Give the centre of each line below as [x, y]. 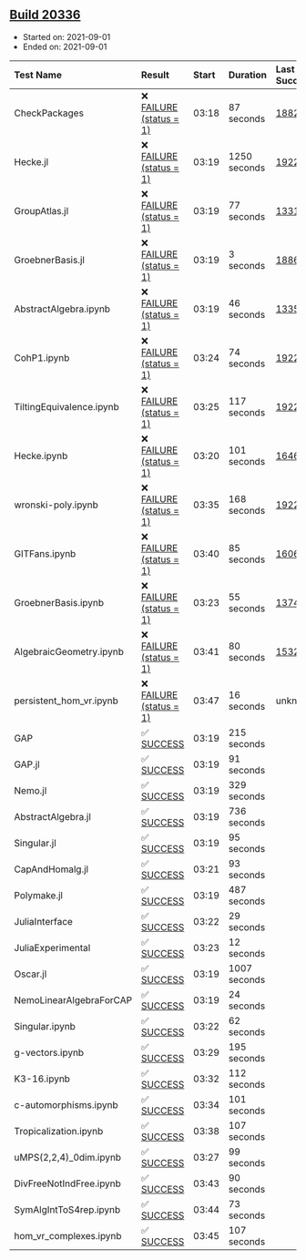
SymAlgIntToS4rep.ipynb [67, 1209]
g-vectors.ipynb [49, 1052]
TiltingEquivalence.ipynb [67, 406]
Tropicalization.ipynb [59, 1131]
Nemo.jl [31, 790]
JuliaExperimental [52, 948]
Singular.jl [35, 843]
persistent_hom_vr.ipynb [66, 701]
